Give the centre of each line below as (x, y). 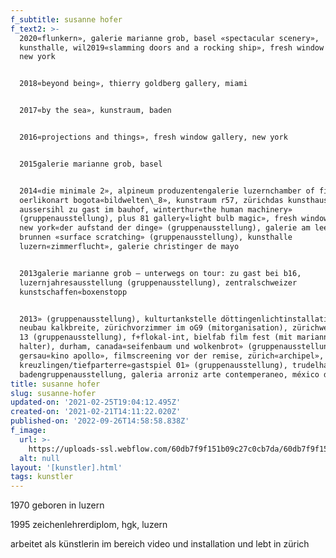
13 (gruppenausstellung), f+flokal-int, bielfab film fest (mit (156, 337)
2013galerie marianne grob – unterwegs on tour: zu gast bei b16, (160, 273)
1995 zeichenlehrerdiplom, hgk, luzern (89, 525)
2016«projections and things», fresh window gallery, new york (153, 137)
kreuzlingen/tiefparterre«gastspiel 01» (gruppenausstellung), (153, 365)
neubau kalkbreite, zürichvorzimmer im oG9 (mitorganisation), (153, 328)
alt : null (39, 458)
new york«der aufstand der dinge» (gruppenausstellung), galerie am (165, 228)
